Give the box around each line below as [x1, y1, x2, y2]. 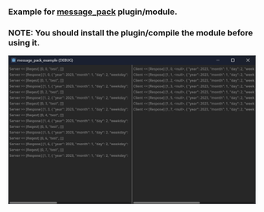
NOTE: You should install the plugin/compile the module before [8, 27, 254, 38]
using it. [8, 37, 41, 48]
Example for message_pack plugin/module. [8, 6, 178, 17]
